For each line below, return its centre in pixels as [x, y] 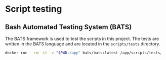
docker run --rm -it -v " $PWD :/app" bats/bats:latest [62, 53]
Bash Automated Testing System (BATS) [68, 27]
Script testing [34, 9]
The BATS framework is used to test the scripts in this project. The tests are [82, 39]
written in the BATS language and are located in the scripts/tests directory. [83, 44]
